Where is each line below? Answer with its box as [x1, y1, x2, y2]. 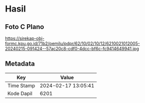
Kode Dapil [7, 90, 33, 97]
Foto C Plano [5, 23, 44, 31]
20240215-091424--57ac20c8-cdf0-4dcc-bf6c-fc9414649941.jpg [5, 46, 140, 51]
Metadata [5, 59, 35, 68]
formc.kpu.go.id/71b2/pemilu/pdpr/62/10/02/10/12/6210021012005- [5, 41, 140, 46]
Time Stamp [7, 82, 36, 89]
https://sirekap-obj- [5, 35, 45, 41]
